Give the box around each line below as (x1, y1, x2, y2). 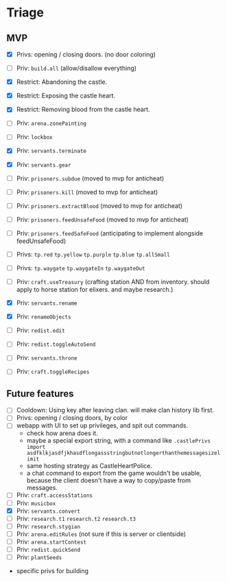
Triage (6, 5, 44, 21)
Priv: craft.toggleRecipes (16, 367, 90, 375)
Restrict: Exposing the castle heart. (16, 91, 116, 100)
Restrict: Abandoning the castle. (16, 78, 108, 86)
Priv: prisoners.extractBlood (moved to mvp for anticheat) (16, 201, 183, 210)
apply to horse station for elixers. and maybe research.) (16, 286, 174, 294)
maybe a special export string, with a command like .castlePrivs (26, 436, 211, 445)
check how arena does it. (26, 429, 99, 437)
